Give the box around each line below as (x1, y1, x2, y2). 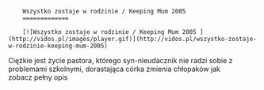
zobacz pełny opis (8, 73, 68, 82)
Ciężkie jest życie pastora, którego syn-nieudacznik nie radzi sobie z (8, 56, 233, 65)
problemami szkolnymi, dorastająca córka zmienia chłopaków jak (8, 64, 220, 73)
